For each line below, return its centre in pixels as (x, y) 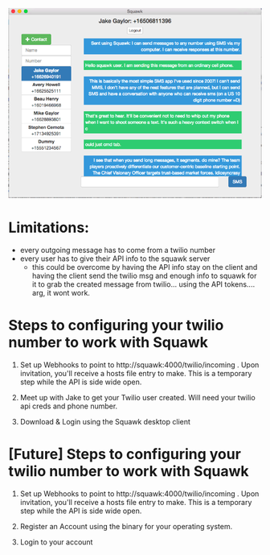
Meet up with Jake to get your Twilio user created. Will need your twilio (137, 397)
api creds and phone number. (69, 406)
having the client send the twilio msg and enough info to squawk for (144, 275)
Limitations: (49, 228)
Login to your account (56, 542)
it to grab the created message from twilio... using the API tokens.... (143, 284)
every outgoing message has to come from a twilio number (117, 250)
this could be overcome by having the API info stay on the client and (145, 267)
